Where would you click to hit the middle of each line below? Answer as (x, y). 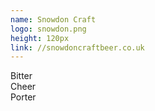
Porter (23, 97)
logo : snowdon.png (48, 29)
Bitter (21, 76)
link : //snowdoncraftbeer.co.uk (77, 47)
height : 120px (40, 38)
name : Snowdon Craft (53, 19)
